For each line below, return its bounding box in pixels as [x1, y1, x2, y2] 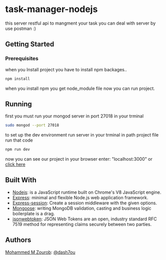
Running [5, 99, 32, 108]
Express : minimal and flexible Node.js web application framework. [12, 194, 148, 200]
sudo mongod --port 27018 [5, 123, 59, 128]
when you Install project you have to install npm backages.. [5, 66, 127, 72]
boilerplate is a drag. [12, 210, 55, 216]
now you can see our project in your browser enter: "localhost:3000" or [5, 156, 152, 162]
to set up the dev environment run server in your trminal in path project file [5, 132, 159, 138]
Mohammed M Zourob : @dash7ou [5, 249, 75, 255]
